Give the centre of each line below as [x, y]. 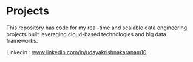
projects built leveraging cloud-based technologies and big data [86, 34]
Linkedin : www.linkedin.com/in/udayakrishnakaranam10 [76, 52]
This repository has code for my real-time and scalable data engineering [97, 28]
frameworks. [22, 40]
